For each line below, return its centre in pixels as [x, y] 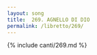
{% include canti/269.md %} [47, 45]
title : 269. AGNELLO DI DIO [48, 20]
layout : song [26, 13]
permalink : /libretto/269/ [45, 26]
